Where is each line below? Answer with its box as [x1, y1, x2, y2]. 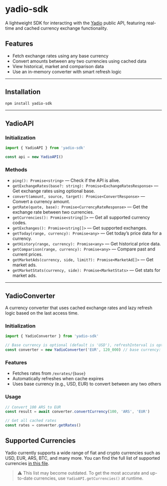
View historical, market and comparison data [12, 63, 104, 69]
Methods [5, 166, 27, 173]
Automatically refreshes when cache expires [12, 376, 104, 382]
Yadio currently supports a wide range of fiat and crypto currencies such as [5, 450, 161, 456]
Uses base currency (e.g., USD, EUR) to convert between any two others [12, 381, 162, 387]
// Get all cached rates [5, 418, 57, 423]
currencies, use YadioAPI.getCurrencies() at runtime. [34, 475, 144, 481]
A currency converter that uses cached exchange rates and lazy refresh [5, 305, 153, 311]
